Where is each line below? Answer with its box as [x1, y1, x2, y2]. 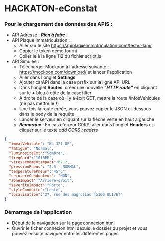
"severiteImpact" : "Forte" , [9, 183, 65, 188]
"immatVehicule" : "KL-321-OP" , [9, 141, 74, 147]
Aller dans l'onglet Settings [19, 74, 76, 80]
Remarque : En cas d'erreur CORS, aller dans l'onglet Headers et [19, 122, 153, 128]
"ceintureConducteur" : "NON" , [9, 173, 72, 179]
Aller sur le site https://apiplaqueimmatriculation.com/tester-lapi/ [19, 43, 152, 49]
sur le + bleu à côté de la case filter [19, 90, 92, 96]
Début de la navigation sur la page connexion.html [11, 220, 115, 226]
